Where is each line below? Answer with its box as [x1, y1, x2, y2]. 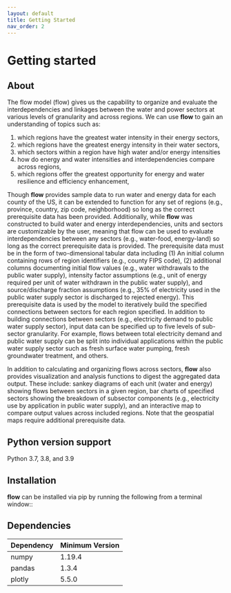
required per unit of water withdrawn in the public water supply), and [7, 278, 203, 287]
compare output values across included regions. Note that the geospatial [7, 409, 214, 417]
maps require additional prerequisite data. [7, 416, 126, 424]
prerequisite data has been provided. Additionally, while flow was [7, 213, 193, 221]
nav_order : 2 [7, 23, 45, 30]
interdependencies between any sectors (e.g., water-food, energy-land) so [7, 235, 220, 243]
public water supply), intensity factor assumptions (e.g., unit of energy [7, 271, 207, 280]
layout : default [7, 10, 54, 17]
